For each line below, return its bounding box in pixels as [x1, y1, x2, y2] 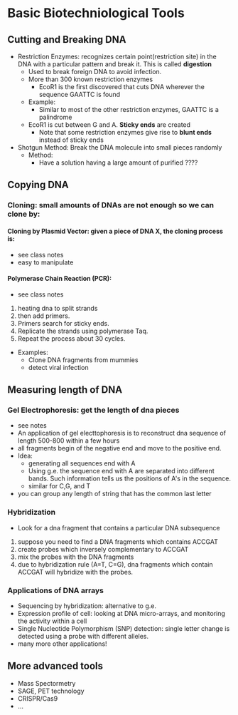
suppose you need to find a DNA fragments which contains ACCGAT [17, 537, 219, 546]
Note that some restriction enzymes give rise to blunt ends [38, 128, 212, 136]
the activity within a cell [17, 617, 87, 625]
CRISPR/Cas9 [17, 694, 58, 703]
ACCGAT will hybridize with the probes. [17, 567, 134, 576]
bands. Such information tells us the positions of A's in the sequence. [28, 474, 232, 483]
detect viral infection [28, 363, 89, 371]
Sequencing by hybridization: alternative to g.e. [17, 602, 156, 610]
